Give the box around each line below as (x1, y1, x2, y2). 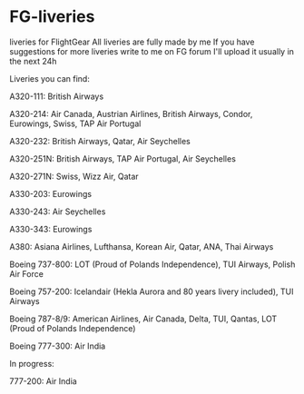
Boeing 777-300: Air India (9, 340, 106, 351)
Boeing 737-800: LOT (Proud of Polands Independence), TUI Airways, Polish (9, 259, 296, 270)
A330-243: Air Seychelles (9, 206, 106, 217)
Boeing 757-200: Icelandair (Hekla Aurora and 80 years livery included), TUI (9, 286, 294, 297)
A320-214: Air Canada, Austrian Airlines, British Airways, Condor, (9, 108, 253, 119)
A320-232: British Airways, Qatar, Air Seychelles (9, 135, 191, 146)
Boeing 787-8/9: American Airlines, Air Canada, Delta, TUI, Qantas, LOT (9, 313, 278, 324)
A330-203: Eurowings (9, 188, 93, 199)
